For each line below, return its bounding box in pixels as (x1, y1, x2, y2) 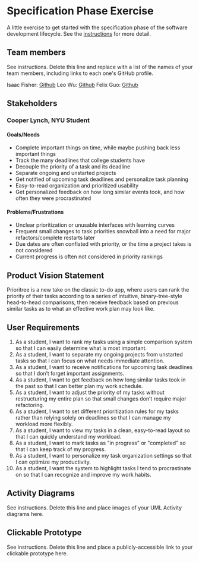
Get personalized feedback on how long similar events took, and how (15, 189, 185, 196)
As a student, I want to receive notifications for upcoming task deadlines (15, 364, 193, 371)
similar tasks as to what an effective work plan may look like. (7, 305, 155, 312)
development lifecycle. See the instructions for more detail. (7, 30, 151, 37)
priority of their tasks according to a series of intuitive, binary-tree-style (7, 293, 183, 300)
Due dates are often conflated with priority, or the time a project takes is (15, 240, 192, 248)
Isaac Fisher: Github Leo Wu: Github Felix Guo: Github (7, 81, 138, 88)
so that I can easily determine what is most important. (15, 345, 147, 352)
